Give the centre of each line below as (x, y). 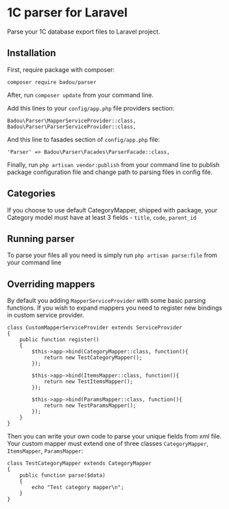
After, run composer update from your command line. (81, 95)
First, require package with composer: (61, 69)
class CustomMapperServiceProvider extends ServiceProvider (95, 328)
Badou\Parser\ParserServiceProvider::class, (72, 127)
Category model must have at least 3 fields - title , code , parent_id (102, 217)
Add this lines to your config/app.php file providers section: (91, 108)
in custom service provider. (46, 315)
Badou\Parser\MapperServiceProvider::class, (72, 121)
